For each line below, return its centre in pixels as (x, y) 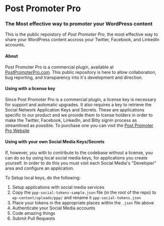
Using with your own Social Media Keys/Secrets (55, 142)
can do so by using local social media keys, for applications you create (76, 158)
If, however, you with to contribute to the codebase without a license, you (79, 153)
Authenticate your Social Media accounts (54, 208)
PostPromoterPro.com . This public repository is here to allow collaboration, (81, 72)
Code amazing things (34, 213)
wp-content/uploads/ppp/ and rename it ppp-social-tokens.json (77, 198)
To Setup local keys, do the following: (43, 178)
